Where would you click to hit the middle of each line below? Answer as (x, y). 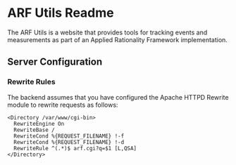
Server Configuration (55, 62)
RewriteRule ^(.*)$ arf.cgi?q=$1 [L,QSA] (75, 148)
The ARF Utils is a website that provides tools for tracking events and (107, 32)
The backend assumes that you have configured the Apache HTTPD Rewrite (118, 97)
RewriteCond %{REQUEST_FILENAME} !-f (69, 136)
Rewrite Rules (31, 82)
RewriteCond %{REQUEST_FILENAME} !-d (69, 142)
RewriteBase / (34, 130)
